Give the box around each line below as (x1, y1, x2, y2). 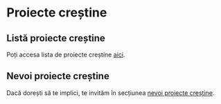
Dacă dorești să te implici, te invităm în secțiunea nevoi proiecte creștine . (6, 88, 215, 97)
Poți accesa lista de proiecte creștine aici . (6, 50, 125, 59)
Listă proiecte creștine (6, 32, 105, 44)
